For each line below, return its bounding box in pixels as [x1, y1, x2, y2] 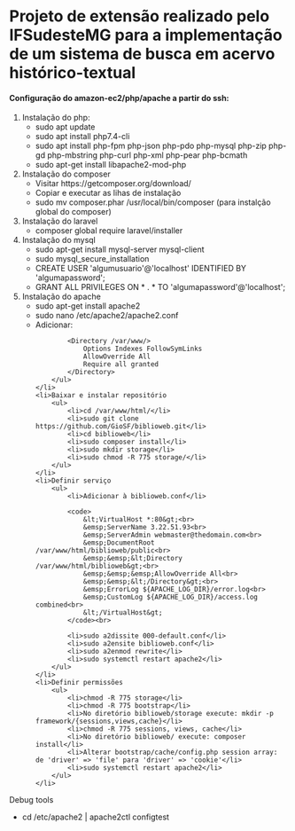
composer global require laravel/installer [35, 225, 183, 236]
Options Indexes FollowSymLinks [82, 344, 203, 354]
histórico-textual [9, 63, 136, 83]
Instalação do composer [21, 169, 111, 179]
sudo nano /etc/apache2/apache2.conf [35, 310, 179, 321]
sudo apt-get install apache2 [35, 301, 141, 311]
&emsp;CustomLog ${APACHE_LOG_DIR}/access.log [82, 592, 259, 602]
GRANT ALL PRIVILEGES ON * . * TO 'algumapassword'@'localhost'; [35, 282, 286, 293]
